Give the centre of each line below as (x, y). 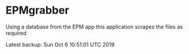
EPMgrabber (37, 10)
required (16, 33)
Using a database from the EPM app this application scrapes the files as (94, 27)
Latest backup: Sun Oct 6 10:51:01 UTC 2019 (60, 45)
